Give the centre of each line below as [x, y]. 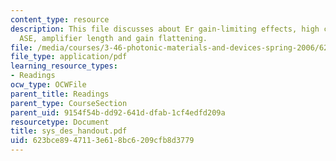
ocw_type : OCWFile [48, 85]
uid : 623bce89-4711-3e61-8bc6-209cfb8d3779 [102, 141]
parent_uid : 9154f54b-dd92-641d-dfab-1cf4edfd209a [118, 112]
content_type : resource [60, 19]
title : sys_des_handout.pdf [69, 131]
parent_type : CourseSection [69, 103]
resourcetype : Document [60, 122]
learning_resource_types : [64, 66]
